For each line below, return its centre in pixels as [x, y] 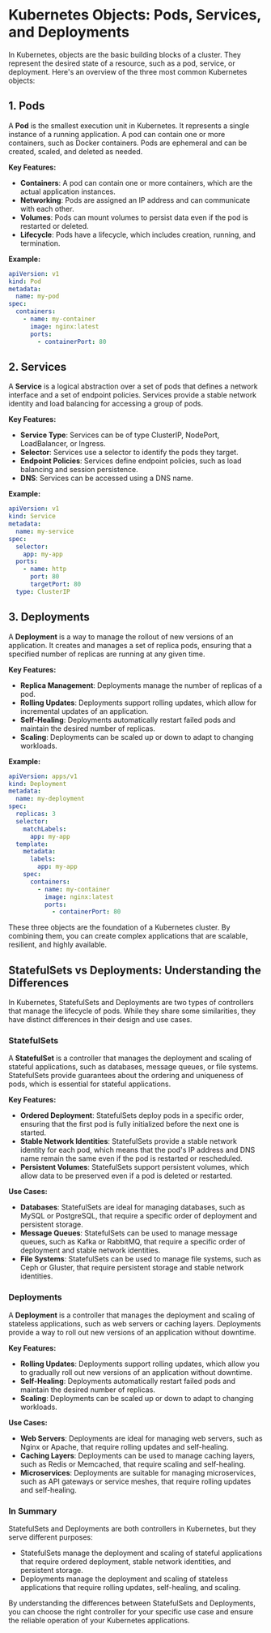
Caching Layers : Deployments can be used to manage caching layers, [138, 1455]
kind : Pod [25, 281]
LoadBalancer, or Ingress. [63, 444]
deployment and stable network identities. [90, 1250]
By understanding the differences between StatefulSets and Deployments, [132, 1603]
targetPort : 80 [55, 584]
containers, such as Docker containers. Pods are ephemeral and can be [128, 143]
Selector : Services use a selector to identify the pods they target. [129, 453]
